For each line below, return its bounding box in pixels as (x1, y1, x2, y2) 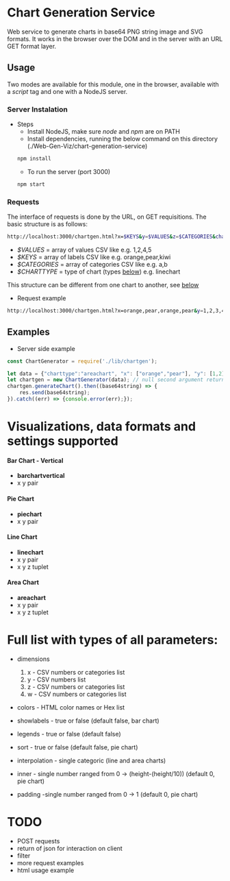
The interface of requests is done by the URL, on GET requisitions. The (7, 213, 207, 221)
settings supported (7, 433, 118, 449)
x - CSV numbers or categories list (27, 668, 125, 676)
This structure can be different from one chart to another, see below (7, 280, 199, 289)
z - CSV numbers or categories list (27, 682, 125, 690)
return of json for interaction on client (16, 844, 123, 852)
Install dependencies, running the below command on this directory (27, 135, 218, 143)
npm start (16, 180, 46, 188)
